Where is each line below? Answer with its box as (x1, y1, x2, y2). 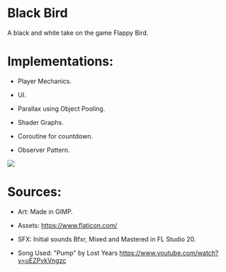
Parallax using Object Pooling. (17, 104, 106, 113)
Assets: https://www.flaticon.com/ (17, 221, 118, 229)
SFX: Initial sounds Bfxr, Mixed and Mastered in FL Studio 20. (17, 234, 196, 243)
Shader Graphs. (17, 118, 64, 126)
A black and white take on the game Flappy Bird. (7, 28, 149, 37)
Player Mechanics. (17, 77, 72, 85)
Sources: (7, 184, 62, 200)
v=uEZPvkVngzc (17, 256, 67, 264)
